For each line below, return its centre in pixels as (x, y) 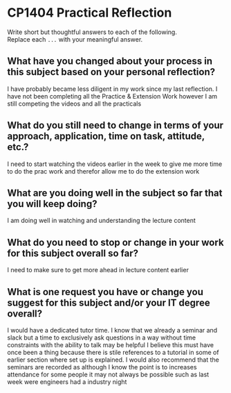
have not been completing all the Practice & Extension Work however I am (112, 96)
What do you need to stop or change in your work (115, 242)
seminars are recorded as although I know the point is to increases (102, 367)
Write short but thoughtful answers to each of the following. (92, 32)
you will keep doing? (52, 204)
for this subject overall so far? (73, 253)
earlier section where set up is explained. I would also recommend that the (113, 360)
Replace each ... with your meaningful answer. (75, 39)
